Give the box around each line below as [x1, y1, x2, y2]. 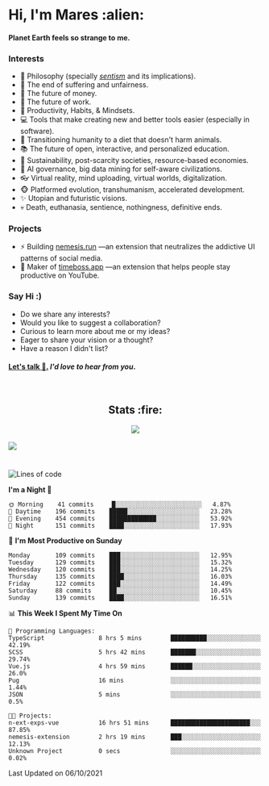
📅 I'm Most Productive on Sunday [8, 535, 122, 546]
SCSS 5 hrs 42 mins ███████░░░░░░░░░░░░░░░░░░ [8, 648, 262, 656]
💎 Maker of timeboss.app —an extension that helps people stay [19, 262, 231, 272]
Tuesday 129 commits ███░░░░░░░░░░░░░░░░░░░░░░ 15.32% [8, 558, 232, 567]
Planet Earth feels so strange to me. [8, 32, 130, 42]
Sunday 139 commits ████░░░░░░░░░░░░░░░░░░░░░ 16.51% [8, 593, 232, 602]
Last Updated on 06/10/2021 [8, 768, 103, 778]
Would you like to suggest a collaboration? [19, 317, 161, 328]
